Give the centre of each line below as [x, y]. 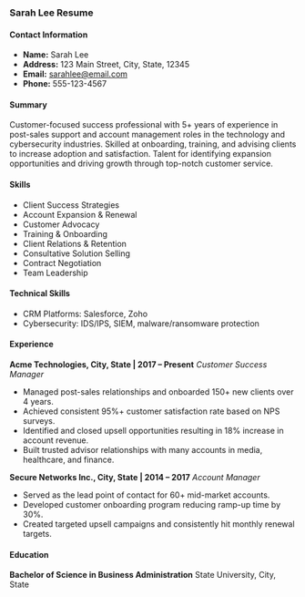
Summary [28, 104]
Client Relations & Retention [75, 243]
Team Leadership [55, 273]
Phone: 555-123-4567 [65, 84]
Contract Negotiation [62, 262]
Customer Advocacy [61, 224]
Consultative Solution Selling [76, 253]
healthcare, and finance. [68, 459]
